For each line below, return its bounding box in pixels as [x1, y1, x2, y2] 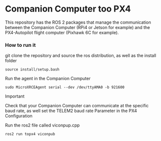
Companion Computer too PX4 [5, 3, 131, 14]
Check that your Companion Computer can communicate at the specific [5, 103, 149, 109]
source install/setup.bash [5, 67, 60, 72]
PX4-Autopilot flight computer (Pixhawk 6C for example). [5, 29, 119, 35]
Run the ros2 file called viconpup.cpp [5, 122, 80, 128]
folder [5, 58, 17, 64]
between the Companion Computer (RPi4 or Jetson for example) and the [5, 24, 150, 30]
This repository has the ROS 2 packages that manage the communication [5, 19, 151, 25]
